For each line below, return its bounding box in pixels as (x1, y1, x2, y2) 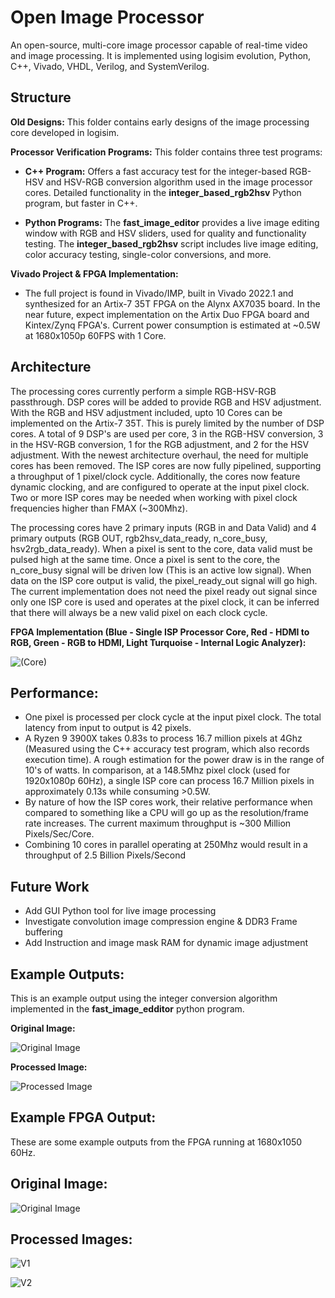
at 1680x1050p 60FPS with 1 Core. (24, 329, 167, 341)
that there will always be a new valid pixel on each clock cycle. (10, 606, 268, 618)
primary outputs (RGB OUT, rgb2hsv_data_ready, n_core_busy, (10, 532, 268, 544)
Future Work (10, 878, 90, 895)
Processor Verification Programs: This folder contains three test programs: (10, 146, 323, 158)
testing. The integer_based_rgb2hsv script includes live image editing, (24, 237, 319, 250)
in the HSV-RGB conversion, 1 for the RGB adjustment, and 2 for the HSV (10, 438, 310, 450)
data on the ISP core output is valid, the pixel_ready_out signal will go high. (10, 574, 318, 586)
